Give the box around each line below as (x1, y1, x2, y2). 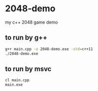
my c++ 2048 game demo (5, 19, 58, 25)
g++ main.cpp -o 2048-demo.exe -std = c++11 (5, 46, 93, 52)
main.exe (5, 82, 23, 88)
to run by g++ (5, 33, 48, 42)
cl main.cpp (5, 78, 29, 83)
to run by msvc (5, 64, 51, 73)
